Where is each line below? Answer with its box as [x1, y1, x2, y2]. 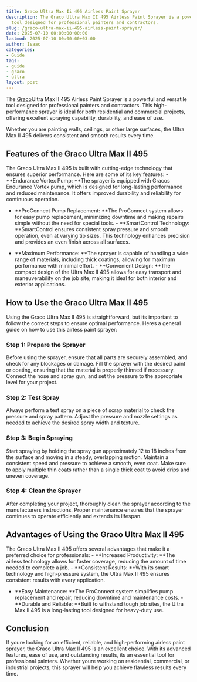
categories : [6, 47, 35, 53]
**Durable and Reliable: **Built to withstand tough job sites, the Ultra [14, 600, 184, 607]
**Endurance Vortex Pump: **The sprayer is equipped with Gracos [6, 177, 170, 184]
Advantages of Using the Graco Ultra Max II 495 [6, 529, 184, 540]
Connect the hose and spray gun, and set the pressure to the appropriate [6, 372, 183, 379]
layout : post [6, 80, 38, 86]
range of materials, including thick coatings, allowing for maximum [14, 256, 175, 263]
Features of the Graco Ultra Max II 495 [6, 149, 148, 159]
